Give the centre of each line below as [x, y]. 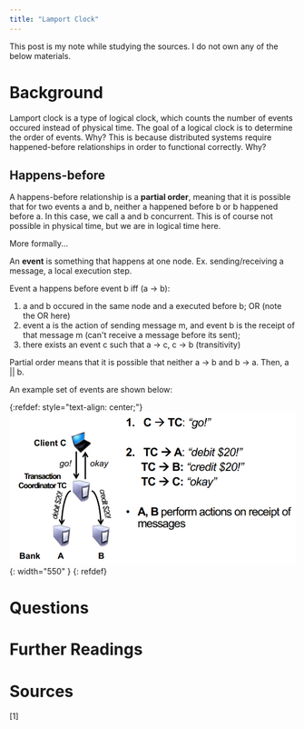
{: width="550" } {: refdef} [58, 571]
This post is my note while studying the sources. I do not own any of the [144, 46]
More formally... [39, 244]
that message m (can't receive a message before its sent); [131, 335]
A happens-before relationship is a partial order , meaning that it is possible [150, 197]
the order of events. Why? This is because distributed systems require [141, 137]
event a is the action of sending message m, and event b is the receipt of [158, 325]
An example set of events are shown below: [91, 390]
